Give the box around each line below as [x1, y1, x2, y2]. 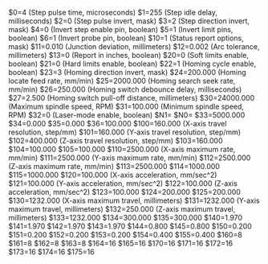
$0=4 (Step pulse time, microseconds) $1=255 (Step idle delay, [8, 8, 218, 17]
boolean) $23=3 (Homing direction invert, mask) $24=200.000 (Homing [8, 68, 246, 76]
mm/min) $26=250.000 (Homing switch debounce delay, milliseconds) [8, 85, 242, 94]
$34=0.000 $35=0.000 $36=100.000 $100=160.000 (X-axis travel [8, 119, 227, 128]
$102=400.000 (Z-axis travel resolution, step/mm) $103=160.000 [8, 136, 223, 145]
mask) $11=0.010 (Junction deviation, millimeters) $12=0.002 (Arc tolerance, [8, 42, 260, 52]
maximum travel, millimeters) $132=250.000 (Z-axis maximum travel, [8, 204, 236, 213]
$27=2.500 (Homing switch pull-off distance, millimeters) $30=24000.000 [8, 93, 255, 102]
